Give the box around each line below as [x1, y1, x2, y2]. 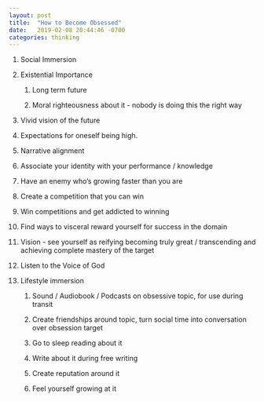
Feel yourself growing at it [31, 384, 117, 393]
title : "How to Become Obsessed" [9, 19, 123, 27]
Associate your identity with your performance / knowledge [20, 162, 213, 171]
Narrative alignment [20, 146, 85, 155]
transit [31, 300, 53, 309]
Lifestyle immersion [20, 276, 85, 286]
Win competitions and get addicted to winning [20, 207, 170, 217]
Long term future [31, 86, 87, 95]
